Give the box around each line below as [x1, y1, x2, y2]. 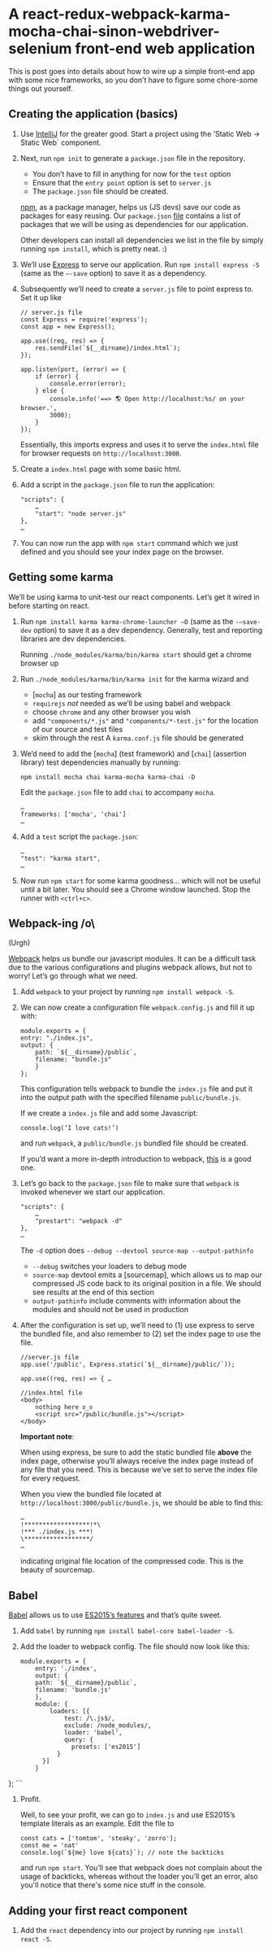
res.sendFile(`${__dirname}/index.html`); [35, 343, 181, 352]
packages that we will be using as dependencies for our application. [19, 219, 249, 229]
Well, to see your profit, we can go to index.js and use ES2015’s [19, 1810, 235, 1820]
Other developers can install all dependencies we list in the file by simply [19, 235, 264, 245]
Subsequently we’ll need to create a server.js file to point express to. [19, 284, 254, 294]
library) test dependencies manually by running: [19, 757, 181, 767]
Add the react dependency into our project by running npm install [19, 1926, 244, 1935]
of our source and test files [32, 724, 123, 734]
